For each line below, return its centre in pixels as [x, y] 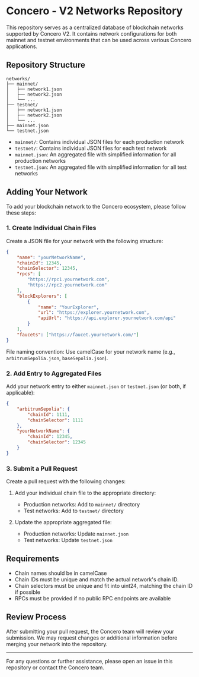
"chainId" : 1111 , [49, 414]
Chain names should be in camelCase [61, 573]
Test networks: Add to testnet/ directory [74, 511]
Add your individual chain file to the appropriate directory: [85, 493]
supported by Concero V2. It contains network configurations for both [92, 33]
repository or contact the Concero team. [55, 667]
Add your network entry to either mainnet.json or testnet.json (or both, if [96, 386]
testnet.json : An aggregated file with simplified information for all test [101, 167]
